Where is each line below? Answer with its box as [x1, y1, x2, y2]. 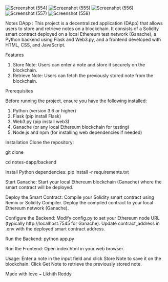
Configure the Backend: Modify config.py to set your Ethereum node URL [5, 215, 160, 221]
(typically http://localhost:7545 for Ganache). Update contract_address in [5, 220, 160, 226]
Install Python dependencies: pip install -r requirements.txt [5, 169, 129, 175]
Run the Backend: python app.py [5, 236, 74, 242]
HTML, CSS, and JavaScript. [5, 42, 66, 48]
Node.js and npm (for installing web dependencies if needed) [12, 129, 142, 135]
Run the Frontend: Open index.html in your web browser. [5, 246, 124, 251]
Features [5, 52, 24, 58]
